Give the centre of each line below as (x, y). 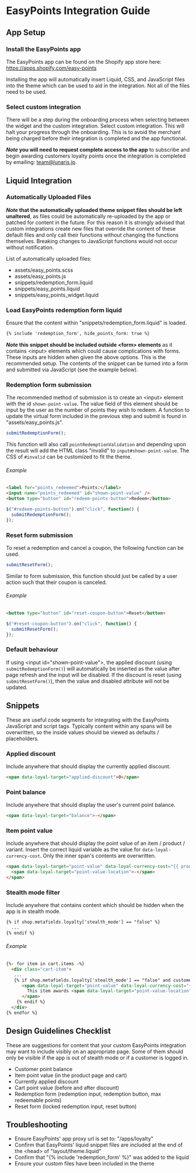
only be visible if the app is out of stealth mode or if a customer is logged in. (97, 1058)
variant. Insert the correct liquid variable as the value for (73, 850)
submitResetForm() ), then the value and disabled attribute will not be (88, 681)
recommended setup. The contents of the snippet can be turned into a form (97, 364)
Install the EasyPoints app (43, 49)
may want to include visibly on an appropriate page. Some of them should (95, 1051)
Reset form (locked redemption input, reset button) (76, 1106)
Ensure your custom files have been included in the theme (84, 1164)
